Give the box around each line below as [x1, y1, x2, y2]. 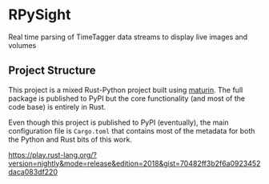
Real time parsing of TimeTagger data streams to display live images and [8, 32, 248, 42]
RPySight [8, 6, 71, 24]
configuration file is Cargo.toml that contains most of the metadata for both [8, 126, 255, 135]
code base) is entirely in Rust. [8, 102, 106, 111]
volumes [8, 40, 37, 50]
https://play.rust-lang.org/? [8, 150, 98, 159]
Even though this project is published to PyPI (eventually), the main [8, 118, 230, 127]
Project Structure [8, 64, 96, 78]
